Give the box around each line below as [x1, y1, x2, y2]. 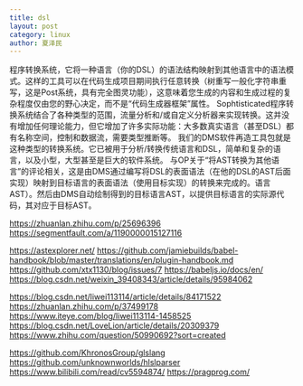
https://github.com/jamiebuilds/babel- [96, 245, 239, 256]
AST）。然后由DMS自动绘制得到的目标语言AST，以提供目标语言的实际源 [9, 189, 277, 200]
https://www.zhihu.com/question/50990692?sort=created [9, 330, 226, 341]
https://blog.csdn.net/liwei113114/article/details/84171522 [9, 291, 222, 303]
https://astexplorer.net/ [9, 245, 95, 256]
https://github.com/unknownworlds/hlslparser [9, 357, 181, 368]
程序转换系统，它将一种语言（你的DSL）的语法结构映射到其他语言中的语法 [9, 64, 287, 75]
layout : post [9, 22, 59, 31]
